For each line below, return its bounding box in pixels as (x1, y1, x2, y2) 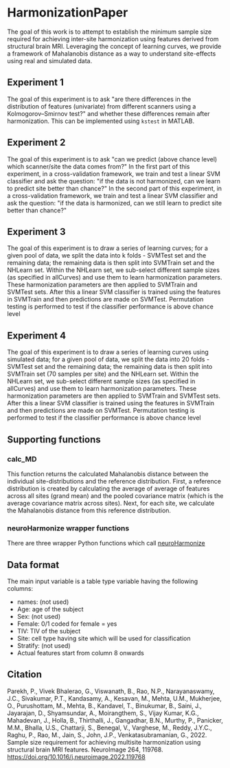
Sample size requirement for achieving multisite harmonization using (7, 738, 201, 746)
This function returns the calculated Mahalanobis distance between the (7, 469, 209, 478)
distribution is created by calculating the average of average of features (7, 484, 210, 493)
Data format (7, 558, 60, 571)
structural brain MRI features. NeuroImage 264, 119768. (7, 745, 163, 754)
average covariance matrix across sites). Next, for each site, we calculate (7, 499, 215, 507)
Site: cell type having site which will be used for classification (16, 634, 191, 642)
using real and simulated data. (7, 56, 93, 65)
